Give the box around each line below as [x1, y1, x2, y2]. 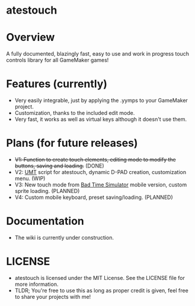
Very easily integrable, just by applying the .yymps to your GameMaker [14, 97, 188, 104]
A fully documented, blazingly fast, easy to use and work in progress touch [6, 50, 190, 57]
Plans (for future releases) [6, 137, 138, 150]
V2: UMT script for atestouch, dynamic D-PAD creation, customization [14, 169, 187, 175]
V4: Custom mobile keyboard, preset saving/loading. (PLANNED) [14, 194, 173, 201]
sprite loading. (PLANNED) [14, 188, 80, 194]
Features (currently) [6, 78, 108, 91]
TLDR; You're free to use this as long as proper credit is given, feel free [14, 286, 188, 294]
